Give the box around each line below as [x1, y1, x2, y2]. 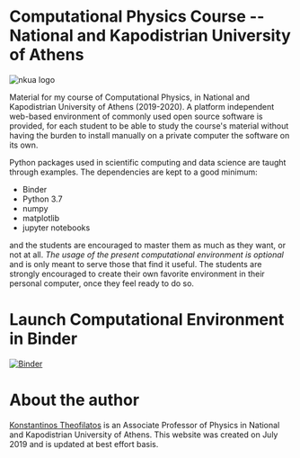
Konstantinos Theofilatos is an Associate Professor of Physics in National [9, 419, 280, 430]
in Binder [9, 328, 78, 349]
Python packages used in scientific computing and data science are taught [9, 157, 287, 167]
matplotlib [22, 212, 60, 223]
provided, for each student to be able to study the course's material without [9, 120, 289, 131]
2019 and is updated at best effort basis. [9, 438, 159, 449]
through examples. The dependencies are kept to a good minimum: [9, 166, 258, 177]
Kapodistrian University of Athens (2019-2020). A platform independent [9, 101, 275, 112]
